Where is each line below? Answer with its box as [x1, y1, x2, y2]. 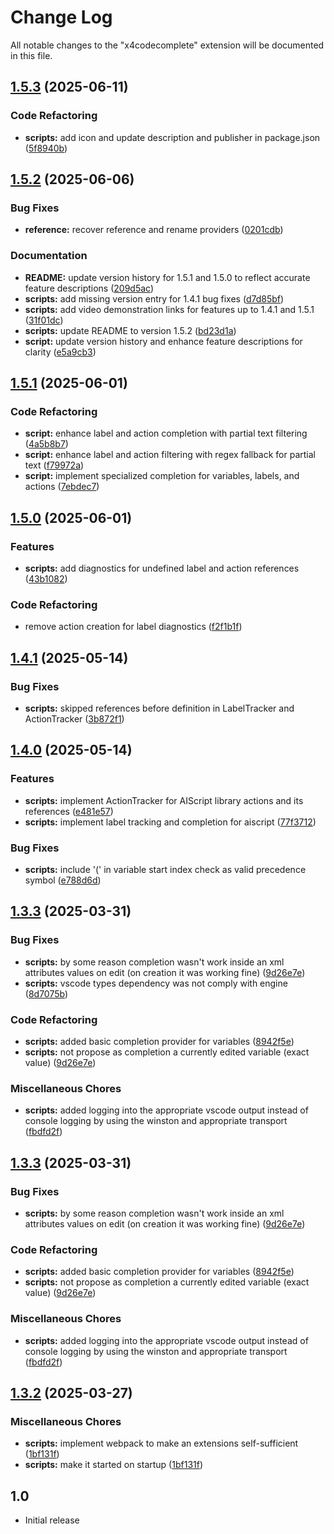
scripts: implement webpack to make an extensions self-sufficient [24, 1437, 299, 1450]
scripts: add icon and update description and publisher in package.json [24, 131, 321, 143]
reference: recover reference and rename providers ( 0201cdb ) [24, 224, 284, 236]
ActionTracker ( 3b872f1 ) [24, 712, 125, 725]
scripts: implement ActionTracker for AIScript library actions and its [24, 794, 304, 806]
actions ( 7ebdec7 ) [24, 481, 100, 493]
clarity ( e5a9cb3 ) [24, 346, 97, 358]
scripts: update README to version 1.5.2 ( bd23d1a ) [24, 324, 237, 336]
